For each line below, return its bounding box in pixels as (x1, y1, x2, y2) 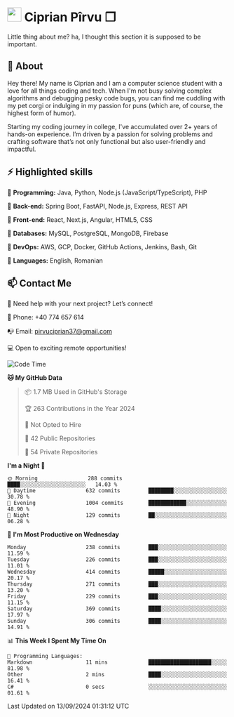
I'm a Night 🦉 (7, 461, 46, 470)
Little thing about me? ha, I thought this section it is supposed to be (7, 32, 201, 41)
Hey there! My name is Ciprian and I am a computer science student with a (7, 79, 223, 87)
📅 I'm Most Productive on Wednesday (7, 530, 119, 539)
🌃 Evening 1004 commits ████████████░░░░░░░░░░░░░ (7, 499, 228, 507)
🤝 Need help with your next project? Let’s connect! (7, 299, 153, 308)
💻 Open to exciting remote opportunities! (7, 344, 127, 353)
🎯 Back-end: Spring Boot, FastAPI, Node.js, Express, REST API (7, 202, 188, 210)
